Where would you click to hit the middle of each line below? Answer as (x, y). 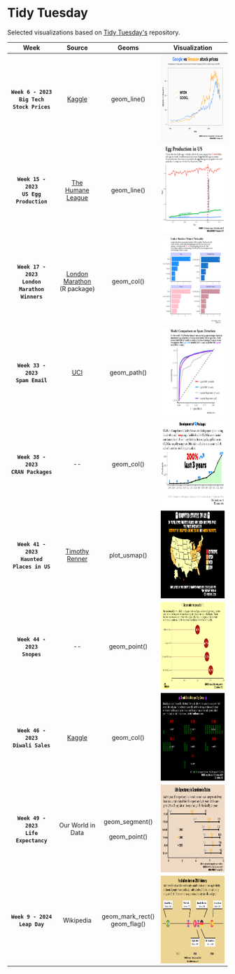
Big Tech (31, 100)
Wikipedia (77, 920)
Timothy (77, 551)
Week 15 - (31, 180)
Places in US (32, 567)
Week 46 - (31, 731)
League (77, 197)
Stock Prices (32, 107)
